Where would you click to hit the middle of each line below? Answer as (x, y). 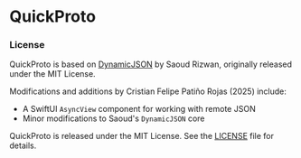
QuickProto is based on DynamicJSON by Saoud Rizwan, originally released (150, 64)
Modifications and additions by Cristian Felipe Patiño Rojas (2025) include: (148, 91)
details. (23, 145)
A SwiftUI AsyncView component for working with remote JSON (139, 109)
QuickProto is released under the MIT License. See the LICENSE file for (141, 136)
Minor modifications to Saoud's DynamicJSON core (113, 118)
